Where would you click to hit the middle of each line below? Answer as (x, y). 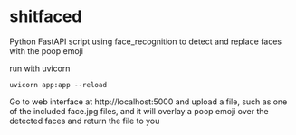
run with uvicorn (40, 68)
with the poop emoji (47, 50)
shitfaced (46, 17)
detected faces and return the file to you (85, 121)
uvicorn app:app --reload (58, 85)
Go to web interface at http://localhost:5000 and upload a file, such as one (148, 102)
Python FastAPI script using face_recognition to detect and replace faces (146, 41)
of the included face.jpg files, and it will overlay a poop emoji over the (139, 111)
